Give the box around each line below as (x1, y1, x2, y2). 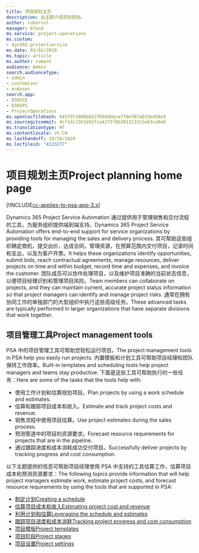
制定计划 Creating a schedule (14, 495, 86, 503)
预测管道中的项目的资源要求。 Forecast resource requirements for (14, 430, 175, 437)
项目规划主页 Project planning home (6, 169, 183, 182)
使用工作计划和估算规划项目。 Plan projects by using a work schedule (14, 389, 184, 396)
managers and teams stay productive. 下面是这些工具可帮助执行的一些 (6, 369, 178, 376)
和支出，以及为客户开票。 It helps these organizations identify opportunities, (6, 249, 192, 257)
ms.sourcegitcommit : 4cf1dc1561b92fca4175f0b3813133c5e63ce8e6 (6, 119, 166, 125)
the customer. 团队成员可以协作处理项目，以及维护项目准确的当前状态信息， (6, 270, 192, 277)
